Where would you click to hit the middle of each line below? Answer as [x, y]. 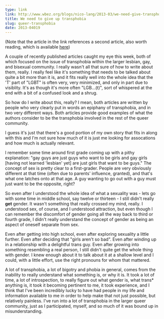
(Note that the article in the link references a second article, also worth [76, 42]
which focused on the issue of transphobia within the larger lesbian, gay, [78, 62]
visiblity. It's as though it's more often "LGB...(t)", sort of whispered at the [79, 88]
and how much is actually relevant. [40, 143]
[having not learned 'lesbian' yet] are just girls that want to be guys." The [78, 163]
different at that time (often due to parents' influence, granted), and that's [79, 173]
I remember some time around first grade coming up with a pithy [70, 153]
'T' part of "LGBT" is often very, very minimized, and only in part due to [76, 83]
